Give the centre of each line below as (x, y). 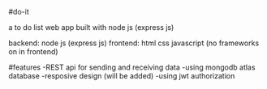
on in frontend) (33, 51)
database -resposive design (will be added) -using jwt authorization (122, 76)
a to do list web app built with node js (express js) (91, 27)
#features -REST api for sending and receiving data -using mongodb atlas (132, 67)
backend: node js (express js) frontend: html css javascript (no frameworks (134, 43)
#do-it (19, 12)
